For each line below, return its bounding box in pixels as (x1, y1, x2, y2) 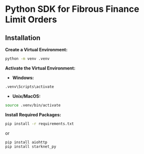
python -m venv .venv (5, 56, 50, 61)
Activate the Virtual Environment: (5, 65, 76, 71)
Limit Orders (5, 14, 57, 25)
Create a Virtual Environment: (5, 47, 68, 52)
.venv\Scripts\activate (5, 84, 54, 89)
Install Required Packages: (5, 112, 61, 117)
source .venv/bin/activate (5, 103, 61, 108)
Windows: (12, 75, 34, 80)
